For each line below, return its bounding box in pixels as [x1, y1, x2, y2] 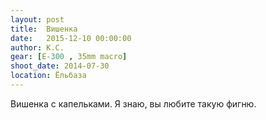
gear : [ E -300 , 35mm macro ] [10, 52, 128, 62]
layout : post [10, 14, 65, 25]
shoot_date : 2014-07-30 [10, 61, 110, 71]
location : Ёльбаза [10, 71, 87, 81]
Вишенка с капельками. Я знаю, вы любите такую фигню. [10, 97, 257, 110]
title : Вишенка [10, 24, 78, 34]
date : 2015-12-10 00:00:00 [10, 33, 132, 43]
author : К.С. [10, 42, 65, 53]
